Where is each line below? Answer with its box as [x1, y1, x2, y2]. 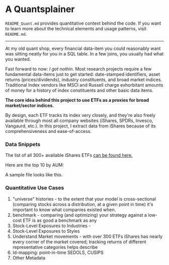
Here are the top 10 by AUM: [5, 162, 64, 168]
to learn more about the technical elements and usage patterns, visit [5, 25, 147, 31]
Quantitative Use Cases [5, 184, 64, 191]
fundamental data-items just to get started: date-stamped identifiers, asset [5, 71, 160, 77]
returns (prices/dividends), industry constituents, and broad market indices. [5, 77, 162, 83]
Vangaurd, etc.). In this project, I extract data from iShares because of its [5, 122, 156, 129]
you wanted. [5, 56, 31, 62]
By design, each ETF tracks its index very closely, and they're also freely [5, 112, 156, 118]
